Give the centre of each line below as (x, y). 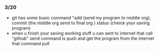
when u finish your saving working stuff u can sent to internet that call (82, 34)
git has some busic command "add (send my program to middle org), (81, 18)
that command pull (31, 44)
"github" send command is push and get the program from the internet (83, 38)
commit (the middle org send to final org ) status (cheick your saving (81, 23)
